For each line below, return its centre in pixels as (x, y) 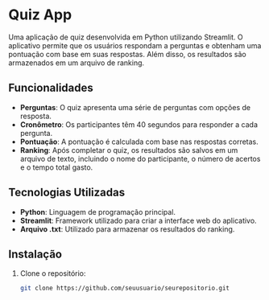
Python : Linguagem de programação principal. (97, 212)
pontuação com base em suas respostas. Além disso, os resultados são (128, 54)
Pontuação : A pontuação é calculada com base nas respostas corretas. (139, 142)
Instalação (35, 254)
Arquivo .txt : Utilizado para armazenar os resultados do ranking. (127, 229)
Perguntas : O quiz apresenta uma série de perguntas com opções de (135, 107)
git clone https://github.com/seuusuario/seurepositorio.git (125, 288)
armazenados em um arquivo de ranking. (77, 63)
